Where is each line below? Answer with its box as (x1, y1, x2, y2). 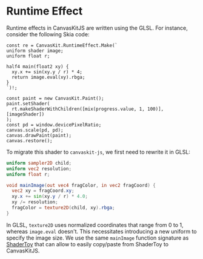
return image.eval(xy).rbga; (12, 74, 85, 80)
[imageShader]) (6, 111, 45, 117)
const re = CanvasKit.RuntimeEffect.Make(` (6, 42, 118, 48)
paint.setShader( (6, 100, 50, 107)
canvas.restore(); (6, 137, 53, 143)
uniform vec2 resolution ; (6, 165, 72, 172)
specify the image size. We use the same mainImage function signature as (6, 234, 189, 241)
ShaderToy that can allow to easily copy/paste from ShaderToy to (6, 240, 168, 248)
